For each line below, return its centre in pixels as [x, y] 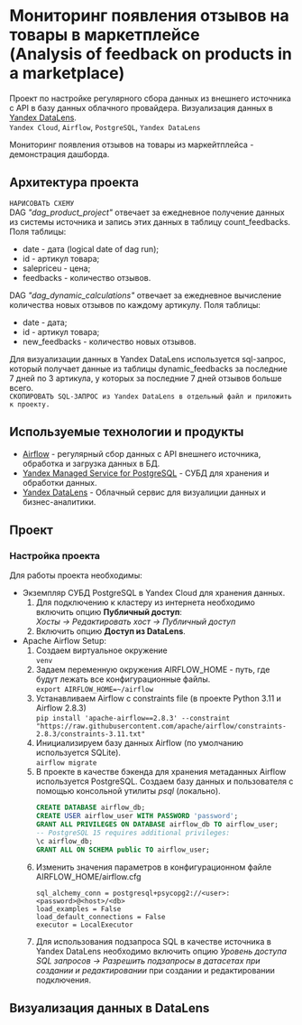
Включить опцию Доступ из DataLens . [111, 631]
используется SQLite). [78, 753]
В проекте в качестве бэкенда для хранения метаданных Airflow [161, 772]
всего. [22, 387]
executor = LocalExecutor [84, 925]
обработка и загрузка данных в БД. [91, 463]
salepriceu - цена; [56, 268]
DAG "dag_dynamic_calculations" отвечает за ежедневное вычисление [146, 295]
